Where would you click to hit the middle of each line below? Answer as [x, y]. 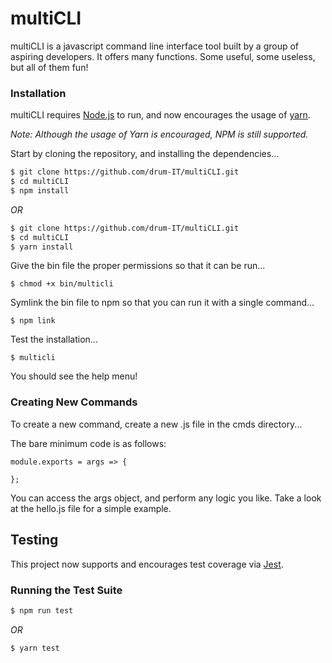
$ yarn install [42, 247]
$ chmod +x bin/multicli [62, 284]
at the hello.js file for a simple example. [91, 508]
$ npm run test [42, 610]
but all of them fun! [49, 67]
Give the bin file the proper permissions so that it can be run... [138, 266]
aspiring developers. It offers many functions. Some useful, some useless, [163, 56]
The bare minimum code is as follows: [88, 443]
